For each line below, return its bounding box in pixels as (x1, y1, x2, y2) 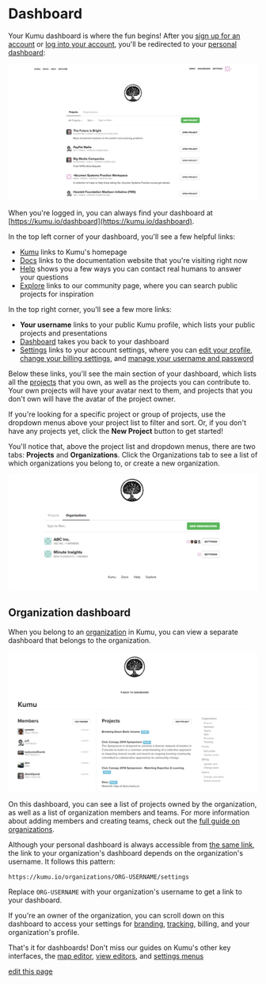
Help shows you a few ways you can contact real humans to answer (19, 264, 242, 274)
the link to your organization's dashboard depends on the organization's (8, 848, 244, 857)
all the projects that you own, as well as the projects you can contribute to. (8, 378, 251, 387)
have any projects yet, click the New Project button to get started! (8, 427, 223, 436)
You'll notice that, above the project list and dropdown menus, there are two (8, 442, 256, 451)
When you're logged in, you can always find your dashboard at (8, 208, 214, 218)
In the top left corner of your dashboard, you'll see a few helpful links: (8, 232, 236, 241)
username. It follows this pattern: (8, 857, 116, 866)
